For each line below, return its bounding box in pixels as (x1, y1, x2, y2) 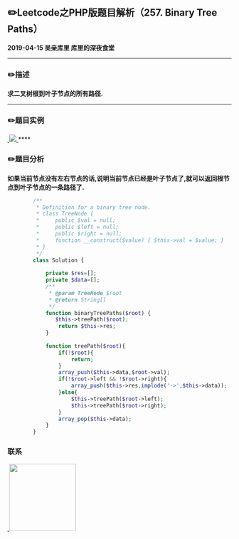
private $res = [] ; (45, 269, 97, 277)
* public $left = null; (36, 223, 119, 231)
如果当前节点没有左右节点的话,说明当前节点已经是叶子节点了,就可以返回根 (7, 174, 224, 183)
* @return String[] (48, 296, 107, 304)
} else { (58, 389, 78, 396)
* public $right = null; (36, 230, 122, 238)
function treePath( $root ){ (45, 342, 126, 350)
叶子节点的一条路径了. (19, 183, 85, 191)
